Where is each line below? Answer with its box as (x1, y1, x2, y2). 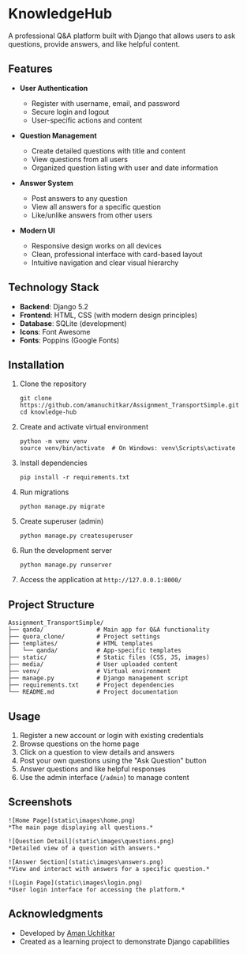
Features (8, 62, 53, 76)
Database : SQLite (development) (19, 318, 128, 328)
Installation (8, 358, 65, 372)
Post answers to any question (31, 193, 128, 203)
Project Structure (8, 598, 95, 611)
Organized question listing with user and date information (31, 163, 219, 172)
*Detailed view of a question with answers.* (8, 844, 160, 852)
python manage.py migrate (19, 503, 105, 511)
